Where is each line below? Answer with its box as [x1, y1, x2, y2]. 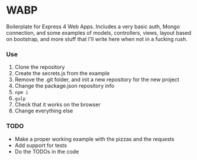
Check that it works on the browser [14, 101, 101, 108]
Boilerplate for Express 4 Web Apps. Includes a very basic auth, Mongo [6, 23, 180, 30]
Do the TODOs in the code [14, 148, 79, 155]
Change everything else [14, 107, 73, 115]
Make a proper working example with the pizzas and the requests [14, 135, 175, 142]
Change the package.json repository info [14, 82, 115, 89]
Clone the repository [14, 64, 65, 71]
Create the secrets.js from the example [14, 70, 110, 77]
